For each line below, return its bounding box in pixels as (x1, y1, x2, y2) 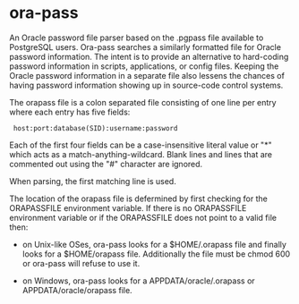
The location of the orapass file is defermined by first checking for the (9, 193, 269, 204)
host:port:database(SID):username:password (13, 123, 178, 132)
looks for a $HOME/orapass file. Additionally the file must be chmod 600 (21, 249, 291, 259)
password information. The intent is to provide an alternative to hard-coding (9, 51, 289, 62)
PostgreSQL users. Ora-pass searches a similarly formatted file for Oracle (9, 41, 282, 52)
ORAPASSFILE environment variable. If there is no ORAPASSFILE (9, 202, 247, 213)
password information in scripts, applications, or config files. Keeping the (9, 61, 279, 72)
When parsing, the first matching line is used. (9, 175, 176, 186)
